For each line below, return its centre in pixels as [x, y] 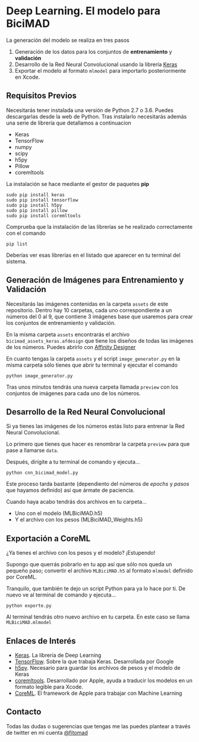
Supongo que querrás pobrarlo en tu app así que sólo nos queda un [89, 564]
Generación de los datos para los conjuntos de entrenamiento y [93, 51]
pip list [17, 244]
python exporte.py [29, 606]
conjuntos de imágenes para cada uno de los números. [73, 393]
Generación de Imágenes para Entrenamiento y [95, 280]
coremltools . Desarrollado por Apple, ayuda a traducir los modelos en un [104, 680]
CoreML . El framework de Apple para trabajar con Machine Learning [98, 693]
